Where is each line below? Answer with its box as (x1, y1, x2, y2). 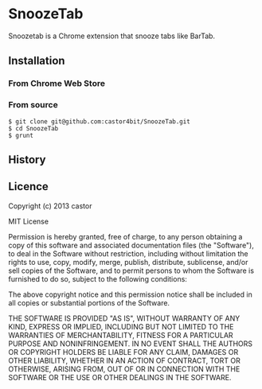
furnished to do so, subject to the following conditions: (8, 274, 187, 283)
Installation (8, 54, 65, 68)
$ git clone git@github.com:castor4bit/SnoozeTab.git (8, 117, 191, 126)
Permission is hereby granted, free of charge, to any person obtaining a (8, 231, 243, 241)
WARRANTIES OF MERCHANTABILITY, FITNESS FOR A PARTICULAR (8, 330, 233, 340)
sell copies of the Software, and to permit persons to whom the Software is (8, 266, 255, 275)
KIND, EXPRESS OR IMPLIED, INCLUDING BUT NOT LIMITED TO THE (8, 321, 234, 331)
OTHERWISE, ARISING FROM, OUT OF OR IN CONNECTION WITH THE (8, 364, 240, 374)
